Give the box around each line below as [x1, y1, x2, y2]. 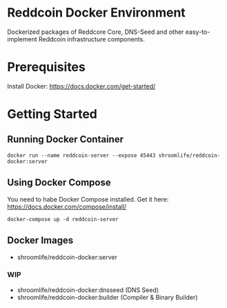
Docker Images [7, 235, 74, 247]
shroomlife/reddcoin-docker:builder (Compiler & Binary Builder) [17, 293, 198, 301]
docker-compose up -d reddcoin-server [7, 215, 119, 222]
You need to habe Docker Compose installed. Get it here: [7, 195, 169, 203]
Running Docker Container [7, 133, 124, 146]
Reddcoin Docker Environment [7, 5, 186, 21]
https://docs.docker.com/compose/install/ [7, 202, 127, 211]
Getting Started [7, 106, 98, 122]
